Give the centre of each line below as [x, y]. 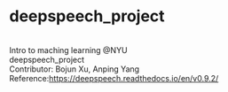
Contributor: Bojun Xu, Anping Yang [75, 69]
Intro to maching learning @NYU [68, 50]
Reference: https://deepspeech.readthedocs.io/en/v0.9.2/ [114, 78]
